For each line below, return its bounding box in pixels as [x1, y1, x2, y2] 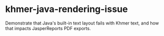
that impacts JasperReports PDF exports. [5, 25, 91, 31]
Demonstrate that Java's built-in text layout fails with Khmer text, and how [5, 20, 159, 26]
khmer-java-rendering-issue [5, 3, 128, 15]
